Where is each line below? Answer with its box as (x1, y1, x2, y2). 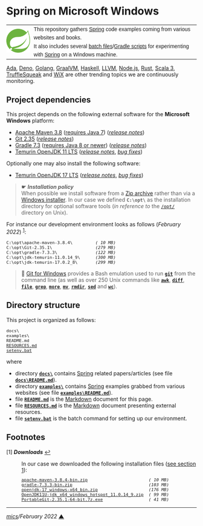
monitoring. (6, 77, 35, 84)
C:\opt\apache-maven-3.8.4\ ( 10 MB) (6, 240, 116, 246)
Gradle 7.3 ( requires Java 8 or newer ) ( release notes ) (14, 142, 147, 149)
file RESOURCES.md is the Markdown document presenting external (14, 401, 176, 409)
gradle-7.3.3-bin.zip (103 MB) (21, 482, 169, 488)
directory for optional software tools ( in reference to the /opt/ (21, 203, 175, 210)
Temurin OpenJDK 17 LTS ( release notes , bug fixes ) (14, 171, 144, 179)
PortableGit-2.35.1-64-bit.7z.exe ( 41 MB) (21, 496, 169, 502)
